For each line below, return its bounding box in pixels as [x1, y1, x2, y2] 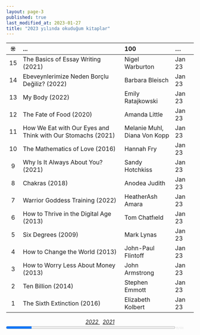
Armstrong [124, 269, 155, 277]
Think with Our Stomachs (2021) [23, 131, 115, 140]
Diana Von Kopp [124, 131, 170, 140]
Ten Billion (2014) [23, 282, 74, 290]
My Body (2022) [23, 93, 70, 102]
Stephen [124, 278, 148, 287]
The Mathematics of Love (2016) [23, 145, 116, 153]
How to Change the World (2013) [23, 248, 117, 256]
